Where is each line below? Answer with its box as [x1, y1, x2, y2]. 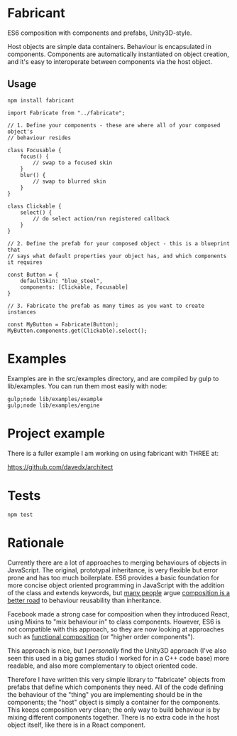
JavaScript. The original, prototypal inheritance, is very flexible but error [7, 565, 219, 574]
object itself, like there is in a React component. [7, 720, 146, 729]
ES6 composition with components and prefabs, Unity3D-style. [7, 28, 192, 37]
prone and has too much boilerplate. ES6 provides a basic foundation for [7, 573, 220, 582]
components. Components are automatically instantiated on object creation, [7, 50, 229, 58]
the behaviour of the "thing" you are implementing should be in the [7, 690, 203, 698]
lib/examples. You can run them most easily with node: [7, 382, 167, 390]
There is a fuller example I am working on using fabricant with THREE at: [7, 449, 219, 457]
